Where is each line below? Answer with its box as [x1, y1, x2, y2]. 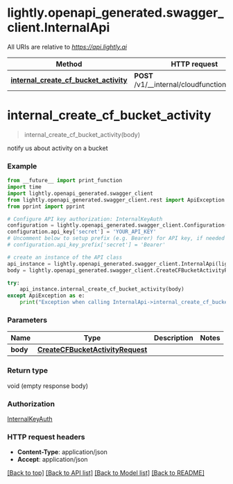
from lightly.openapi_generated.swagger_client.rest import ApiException [7, 196, 225, 203]
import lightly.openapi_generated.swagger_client [7, 190, 154, 197]
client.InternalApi [7, 19, 110, 35]
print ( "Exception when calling [19, 299, 110, 306]
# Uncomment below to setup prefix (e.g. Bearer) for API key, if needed [7, 235, 225, 242]
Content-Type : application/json [17, 448, 107, 456]
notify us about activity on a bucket [7, 144, 108, 152]
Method [55, 59, 83, 69]
